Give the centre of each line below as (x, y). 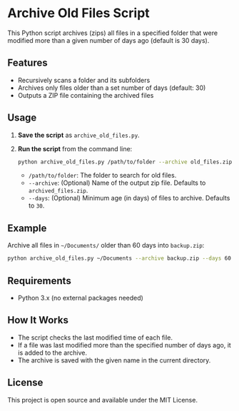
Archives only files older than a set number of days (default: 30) (112, 88)
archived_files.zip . (58, 191)
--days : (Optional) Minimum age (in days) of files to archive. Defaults (129, 198)
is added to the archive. (52, 352)
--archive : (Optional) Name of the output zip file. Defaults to (117, 183)
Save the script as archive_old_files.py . (79, 135)
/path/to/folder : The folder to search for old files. (102, 176)
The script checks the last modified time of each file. (95, 338)
